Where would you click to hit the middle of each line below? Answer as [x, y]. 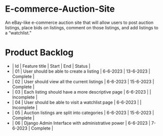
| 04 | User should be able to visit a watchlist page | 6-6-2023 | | [77, 102]
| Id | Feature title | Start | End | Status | [51, 66]
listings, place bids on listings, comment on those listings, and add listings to [82, 27]
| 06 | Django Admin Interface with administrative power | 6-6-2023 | [81, 123]
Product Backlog [39, 53]
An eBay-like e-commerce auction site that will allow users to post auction [79, 22]
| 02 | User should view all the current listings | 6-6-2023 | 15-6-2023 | [83, 81]
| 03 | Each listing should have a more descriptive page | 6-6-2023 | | [81, 92]
